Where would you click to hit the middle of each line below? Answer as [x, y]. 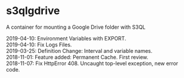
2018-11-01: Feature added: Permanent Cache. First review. [77, 57]
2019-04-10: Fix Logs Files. [39, 45]
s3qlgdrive [33, 11]
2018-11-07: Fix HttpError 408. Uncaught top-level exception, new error [92, 63]
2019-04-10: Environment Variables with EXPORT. [66, 38]
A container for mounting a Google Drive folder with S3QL [76, 27]
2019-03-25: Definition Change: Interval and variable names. [79, 50]
